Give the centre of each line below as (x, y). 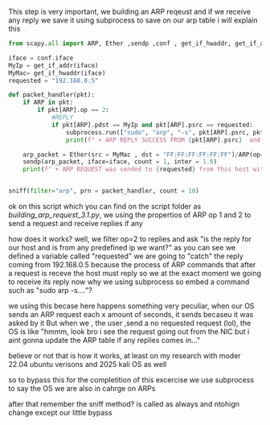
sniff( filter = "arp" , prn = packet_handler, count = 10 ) (104, 191)
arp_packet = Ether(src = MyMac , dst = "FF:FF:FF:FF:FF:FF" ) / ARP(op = (143, 155)
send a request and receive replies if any (76, 223)
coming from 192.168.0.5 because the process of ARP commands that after (132, 264)
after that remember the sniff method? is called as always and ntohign (124, 404)
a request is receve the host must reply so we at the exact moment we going (135, 273)
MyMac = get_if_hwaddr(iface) (57, 73)
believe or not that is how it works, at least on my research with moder (125, 356)
